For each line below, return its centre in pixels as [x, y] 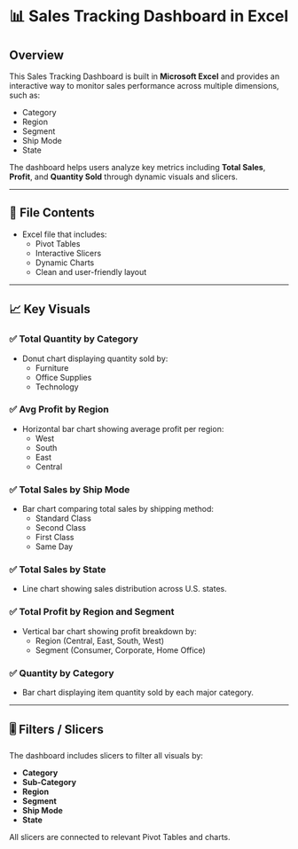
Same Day [54, 546]
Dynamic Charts [65, 263]
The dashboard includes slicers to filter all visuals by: [106, 755]
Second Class [61, 528]
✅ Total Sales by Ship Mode [70, 490]
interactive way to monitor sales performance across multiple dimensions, [144, 86]
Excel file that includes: [64, 234]
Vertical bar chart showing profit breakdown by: [109, 631]
